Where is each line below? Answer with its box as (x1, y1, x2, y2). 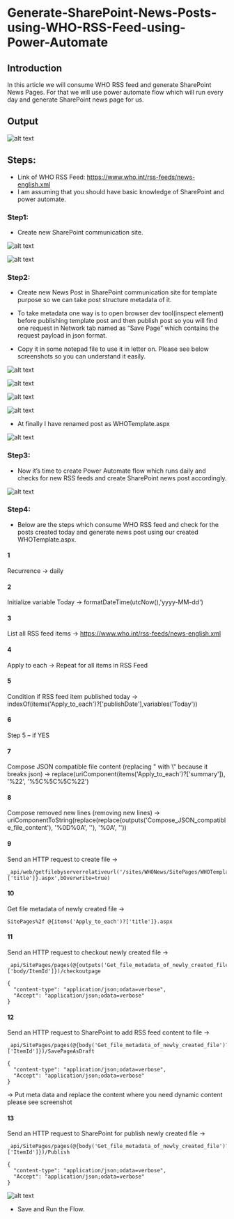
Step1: (7, 212, 29, 222)
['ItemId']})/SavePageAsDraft (7, 1048, 95, 1055)
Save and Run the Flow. (17, 1205, 85, 1213)
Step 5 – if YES (7, 731, 50, 739)
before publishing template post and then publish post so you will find (17, 317, 218, 325)
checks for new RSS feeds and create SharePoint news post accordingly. (17, 473, 227, 482)
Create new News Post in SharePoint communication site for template (17, 288, 217, 297)
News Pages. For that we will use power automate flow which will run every (7, 88, 224, 96)
